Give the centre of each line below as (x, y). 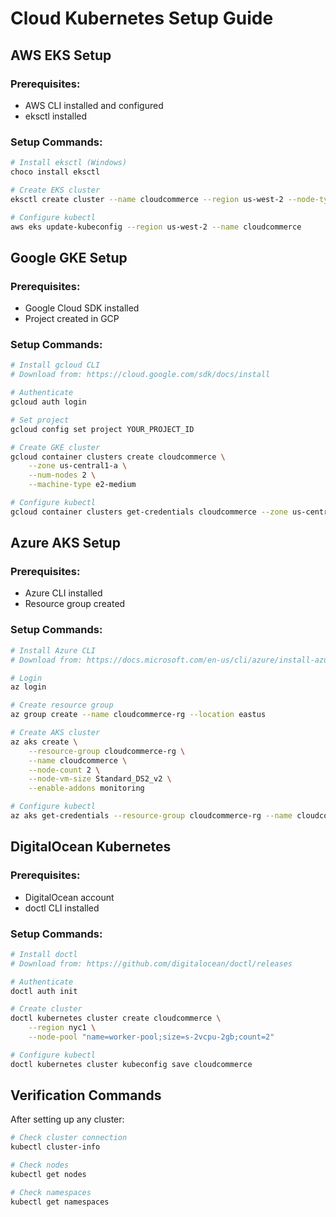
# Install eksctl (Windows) (69, 163)
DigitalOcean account (69, 897)
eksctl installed (56, 116)
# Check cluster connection (69, 1138)
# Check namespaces (51, 1192)
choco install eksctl (55, 172)
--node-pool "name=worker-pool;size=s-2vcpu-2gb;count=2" (151, 1037)
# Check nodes (40, 1165)
